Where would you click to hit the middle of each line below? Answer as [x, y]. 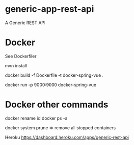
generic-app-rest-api [50, 9]
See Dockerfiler [21, 56]
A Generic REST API [25, 23]
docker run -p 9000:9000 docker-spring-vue [51, 85]
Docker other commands [57, 105]
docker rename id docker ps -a [36, 118]
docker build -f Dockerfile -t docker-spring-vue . [54, 75]
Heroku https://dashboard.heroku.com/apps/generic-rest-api [67, 137]
